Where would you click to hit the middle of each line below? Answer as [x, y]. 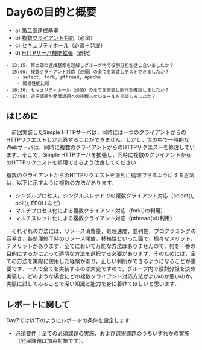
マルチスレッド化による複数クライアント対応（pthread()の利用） [95, 218]
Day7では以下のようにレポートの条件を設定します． [71, 320]
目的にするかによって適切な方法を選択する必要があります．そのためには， [99, 253]
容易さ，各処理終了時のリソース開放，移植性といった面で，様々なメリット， [101, 238]
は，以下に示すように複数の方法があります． [62, 182]
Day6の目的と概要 [52, 12]
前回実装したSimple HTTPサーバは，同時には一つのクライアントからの [99, 132]
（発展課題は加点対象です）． [51, 340]
